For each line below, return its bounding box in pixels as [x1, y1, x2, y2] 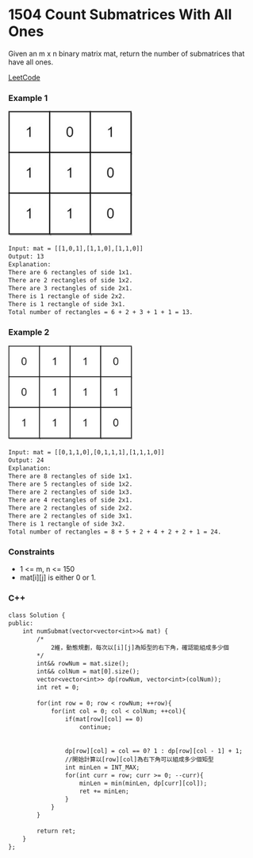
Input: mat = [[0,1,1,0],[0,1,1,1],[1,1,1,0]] [8, 448, 165, 456]
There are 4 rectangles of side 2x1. [8, 495, 133, 504]
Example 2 [8, 327, 50, 338]
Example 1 [8, 92, 48, 103]
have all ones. [8, 57, 54, 67]
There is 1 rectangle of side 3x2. [8, 519, 126, 528]
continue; [79, 724, 112, 732]
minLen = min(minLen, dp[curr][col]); [79, 779, 208, 788]
